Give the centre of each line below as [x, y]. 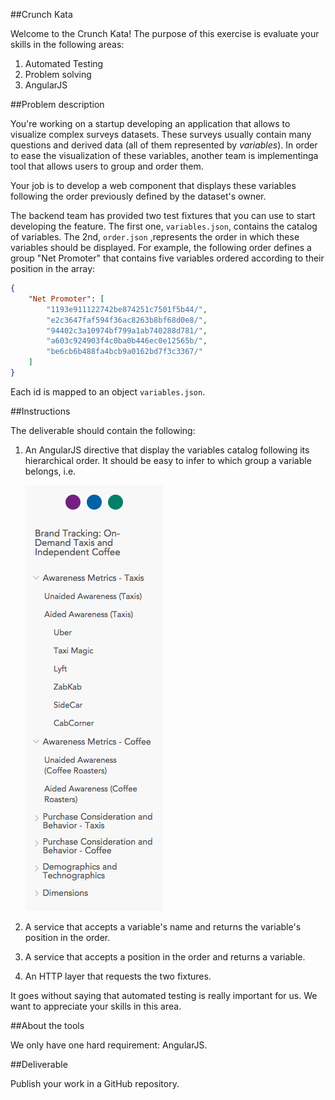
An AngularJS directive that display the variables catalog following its [167, 450]
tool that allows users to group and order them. [107, 166]
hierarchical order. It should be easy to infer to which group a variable [168, 460]
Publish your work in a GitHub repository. [95, 1083]
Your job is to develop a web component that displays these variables [153, 185]
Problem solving [58, 74]
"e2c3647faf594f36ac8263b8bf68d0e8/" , [127, 320]
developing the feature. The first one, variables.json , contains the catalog [164, 226]
